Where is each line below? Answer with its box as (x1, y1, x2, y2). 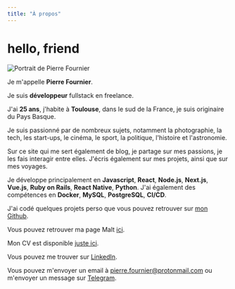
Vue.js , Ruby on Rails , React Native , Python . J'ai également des (7, 183, 196, 191)
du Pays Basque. (7, 112, 56, 120)
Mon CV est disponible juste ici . (7, 238, 99, 247)
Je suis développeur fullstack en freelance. (7, 91, 134, 99)
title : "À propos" (7, 10, 61, 18)
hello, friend (7, 40, 80, 56)
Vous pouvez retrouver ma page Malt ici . (7, 225, 125, 233)
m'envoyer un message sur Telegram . (7, 274, 117, 282)
